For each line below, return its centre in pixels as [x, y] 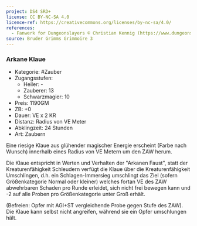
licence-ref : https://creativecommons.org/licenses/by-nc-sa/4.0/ [89, 22]
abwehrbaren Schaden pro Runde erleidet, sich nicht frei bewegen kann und [98, 188]
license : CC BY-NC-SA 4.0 [38, 17]
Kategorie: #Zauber [38, 72]
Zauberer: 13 [39, 91]
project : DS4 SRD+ [28, 11]
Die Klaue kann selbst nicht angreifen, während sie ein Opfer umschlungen [96, 212]
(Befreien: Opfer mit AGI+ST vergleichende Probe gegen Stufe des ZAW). [95, 206]
